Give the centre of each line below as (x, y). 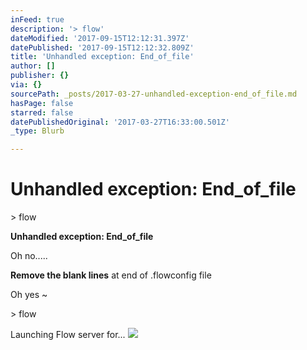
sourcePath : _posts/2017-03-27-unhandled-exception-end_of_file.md (154, 94)
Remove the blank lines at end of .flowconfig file (111, 275)
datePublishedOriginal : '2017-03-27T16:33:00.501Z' (120, 122)
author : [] (33, 66)
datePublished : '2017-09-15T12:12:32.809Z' (102, 47)
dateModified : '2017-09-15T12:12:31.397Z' (100, 38)
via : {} (26, 85)
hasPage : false (42, 103)
